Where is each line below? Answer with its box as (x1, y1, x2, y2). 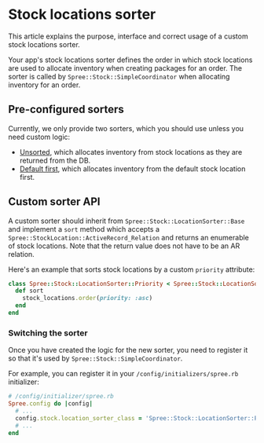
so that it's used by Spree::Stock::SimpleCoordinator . (8, 353, 183, 363)
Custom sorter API (8, 195, 101, 209)
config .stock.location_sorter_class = (15, 414, 143, 422)
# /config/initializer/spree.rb (8, 393, 114, 401)
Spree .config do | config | (8, 400, 93, 408)
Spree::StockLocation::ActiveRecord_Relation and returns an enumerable (8, 232, 250, 242)
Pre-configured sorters (8, 103, 124, 116)
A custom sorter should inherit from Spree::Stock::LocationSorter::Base (8, 216, 245, 225)
